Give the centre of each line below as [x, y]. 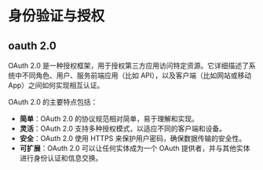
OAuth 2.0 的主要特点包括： [53, 102]
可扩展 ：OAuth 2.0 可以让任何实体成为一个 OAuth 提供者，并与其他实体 [135, 148]
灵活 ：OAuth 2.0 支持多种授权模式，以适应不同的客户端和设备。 [122, 128]
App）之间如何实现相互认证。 [56, 85]
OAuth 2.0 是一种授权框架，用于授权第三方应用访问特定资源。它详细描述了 [128, 65]
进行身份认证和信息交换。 [61, 158]
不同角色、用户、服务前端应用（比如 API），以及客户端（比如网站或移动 [137, 75]
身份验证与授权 [57, 16]
